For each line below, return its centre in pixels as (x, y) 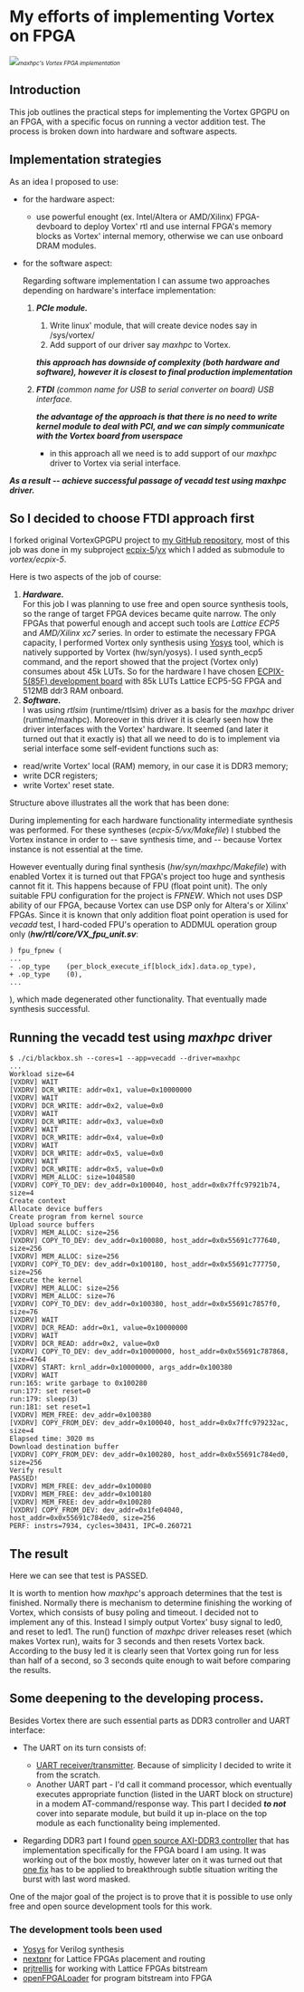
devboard (54, 226)
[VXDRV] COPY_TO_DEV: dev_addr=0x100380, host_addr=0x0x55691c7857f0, (145, 1304)
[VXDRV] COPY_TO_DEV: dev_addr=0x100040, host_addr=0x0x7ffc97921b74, (145, 1185)
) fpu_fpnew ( (36, 951)
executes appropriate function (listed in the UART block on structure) (165, 1794)
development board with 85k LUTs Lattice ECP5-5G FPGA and (166, 681)
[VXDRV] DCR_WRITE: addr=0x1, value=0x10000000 (101, 1090)
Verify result (36, 1471)
